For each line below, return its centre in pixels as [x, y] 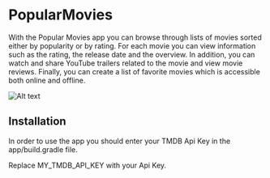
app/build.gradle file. [43, 149]
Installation [37, 122]
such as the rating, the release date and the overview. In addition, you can [132, 54]
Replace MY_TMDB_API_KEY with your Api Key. [88, 165]
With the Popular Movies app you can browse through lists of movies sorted [135, 37]
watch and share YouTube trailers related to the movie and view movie [126, 63]
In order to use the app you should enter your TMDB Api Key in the [120, 141]
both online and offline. [47, 80]
